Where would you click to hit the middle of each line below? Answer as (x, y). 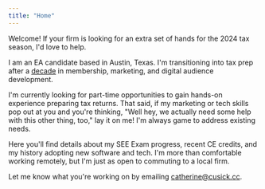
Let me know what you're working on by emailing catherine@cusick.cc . (125, 176)
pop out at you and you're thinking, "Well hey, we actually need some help (130, 112)
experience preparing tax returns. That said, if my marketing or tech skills (129, 103)
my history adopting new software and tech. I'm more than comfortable (125, 152)
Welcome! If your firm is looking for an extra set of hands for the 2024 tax (129, 38)
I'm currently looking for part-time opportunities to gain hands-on (115, 94)
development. (31, 79)
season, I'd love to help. (47, 47)
